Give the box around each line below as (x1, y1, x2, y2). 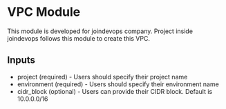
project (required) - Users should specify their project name (17, 72, 188, 81)
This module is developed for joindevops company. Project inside (7, 27, 194, 35)
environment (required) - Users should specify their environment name (17, 80, 219, 88)
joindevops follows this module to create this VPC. (7, 34, 151, 42)
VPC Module (7, 4, 81, 20)
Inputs (7, 54, 36, 66)
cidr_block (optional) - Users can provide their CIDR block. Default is (17, 87, 213, 95)
